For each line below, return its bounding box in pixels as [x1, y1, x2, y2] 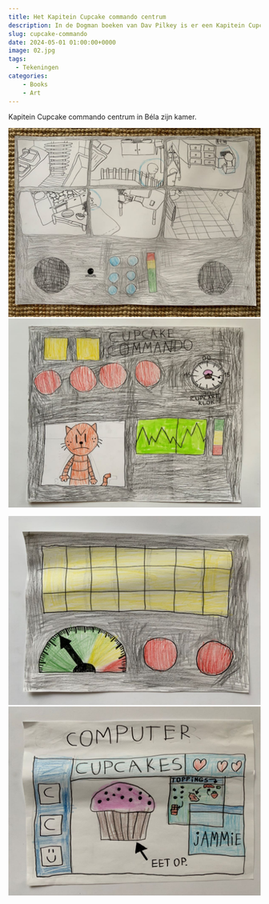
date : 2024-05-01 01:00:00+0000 [8, 38, 116, 46]
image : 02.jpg [8, 46, 56, 55]
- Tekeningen [15, 64, 59, 72]
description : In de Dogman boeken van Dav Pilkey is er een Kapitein [8, 21, 246, 30]
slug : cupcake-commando [8, 30, 88, 38]
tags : [8, 55, 26, 63]
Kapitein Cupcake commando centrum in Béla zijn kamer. [8, 112, 197, 122]
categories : [8, 72, 48, 80]
